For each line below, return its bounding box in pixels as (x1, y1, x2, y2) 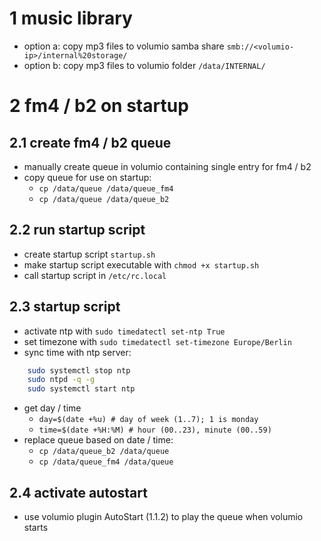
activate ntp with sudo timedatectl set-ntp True (23, 325, 226, 337)
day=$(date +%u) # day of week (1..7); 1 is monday (38, 415, 259, 425)
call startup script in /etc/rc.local (23, 269, 167, 281)
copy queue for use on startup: (23, 171, 152, 183)
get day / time (23, 402, 82, 414)
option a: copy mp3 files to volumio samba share (23, 40, 225, 52)
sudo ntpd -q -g (27, 375, 96, 385)
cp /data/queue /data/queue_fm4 (38, 183, 174, 194)
